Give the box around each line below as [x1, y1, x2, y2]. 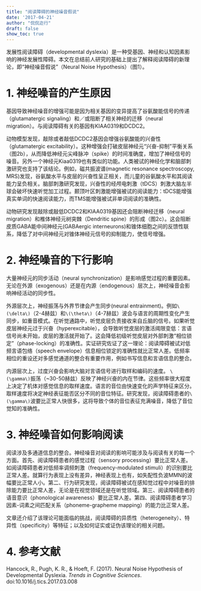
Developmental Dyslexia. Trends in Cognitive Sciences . [6, 571, 142, 578]
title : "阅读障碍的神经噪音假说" [6, 8, 80, 15]
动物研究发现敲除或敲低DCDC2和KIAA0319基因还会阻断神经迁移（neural [6, 208, 185, 215]
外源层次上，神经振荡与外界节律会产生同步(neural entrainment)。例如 [6, 302, 178, 309]
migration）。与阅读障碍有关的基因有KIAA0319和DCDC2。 [6, 122, 148, 129]
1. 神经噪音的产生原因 [6, 86, 111, 100]
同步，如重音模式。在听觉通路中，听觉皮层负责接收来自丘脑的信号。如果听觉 [6, 317, 195, 324]
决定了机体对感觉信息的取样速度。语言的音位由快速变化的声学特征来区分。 [11, 382, 195, 390]
